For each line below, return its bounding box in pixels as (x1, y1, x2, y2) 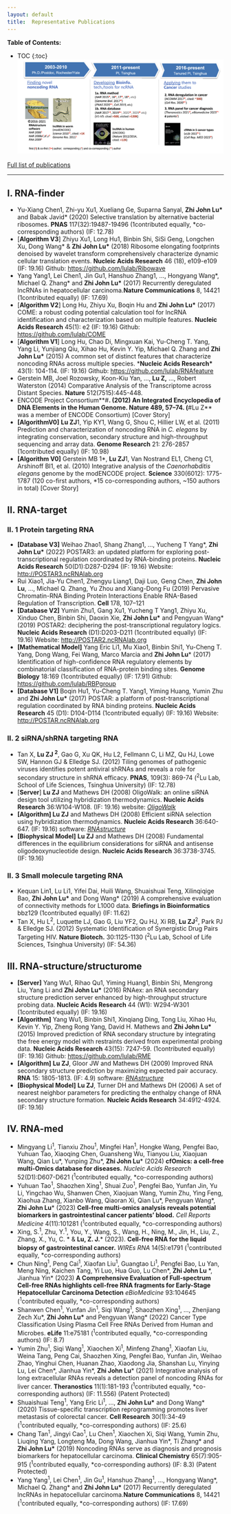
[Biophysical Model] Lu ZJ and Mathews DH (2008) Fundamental (16, 831, 204, 840)
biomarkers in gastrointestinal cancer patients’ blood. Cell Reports (16, 1211, 211, 1219)
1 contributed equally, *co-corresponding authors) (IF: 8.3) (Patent (30, 1459, 217, 1468)
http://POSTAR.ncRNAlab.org (16, 716, 100, 724)
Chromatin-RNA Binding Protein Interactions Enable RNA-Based (16, 592, 198, 600)
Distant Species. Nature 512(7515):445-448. (16, 389, 143, 397)
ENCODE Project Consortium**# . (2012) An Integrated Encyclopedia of (16, 396, 221, 405)
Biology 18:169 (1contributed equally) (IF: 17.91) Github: (16, 672, 173, 680)
